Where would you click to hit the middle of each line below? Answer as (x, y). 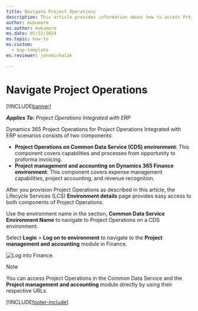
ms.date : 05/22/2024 (32, 34)
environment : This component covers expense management (89, 172)
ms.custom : (19, 45)
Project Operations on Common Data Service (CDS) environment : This (102, 147)
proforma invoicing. (38, 159)
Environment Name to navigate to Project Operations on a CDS (83, 220)
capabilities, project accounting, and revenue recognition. (85, 178)
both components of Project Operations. (55, 202)
